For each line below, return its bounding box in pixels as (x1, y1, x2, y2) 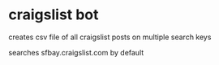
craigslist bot (8, 6, 99, 24)
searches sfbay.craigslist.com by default (8, 47, 144, 57)
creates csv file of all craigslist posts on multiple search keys (8, 32, 212, 42)
